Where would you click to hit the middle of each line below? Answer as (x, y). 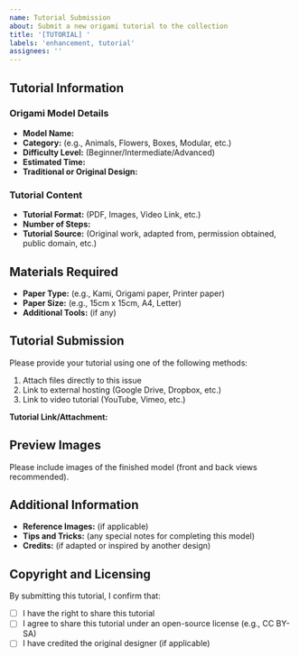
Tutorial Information (67, 88)
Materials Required (64, 272)
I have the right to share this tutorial (89, 614)
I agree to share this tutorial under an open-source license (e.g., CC (148, 624)
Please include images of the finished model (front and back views (133, 467)
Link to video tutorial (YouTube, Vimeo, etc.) (104, 399)
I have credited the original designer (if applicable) (116, 643)
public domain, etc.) (60, 244)
